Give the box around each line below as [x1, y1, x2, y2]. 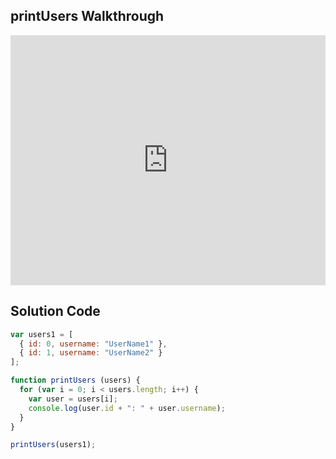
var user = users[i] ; [28, 394, 118, 404]
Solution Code [10, 303, 101, 320]
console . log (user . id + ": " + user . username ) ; [28, 403, 226, 413]
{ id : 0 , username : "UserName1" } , [19, 339, 168, 349]
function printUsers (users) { [10, 375, 141, 386]
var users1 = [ [10, 329, 74, 339]
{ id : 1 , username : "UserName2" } [19, 348, 163, 358]
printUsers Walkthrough [10, 8, 165, 25]
